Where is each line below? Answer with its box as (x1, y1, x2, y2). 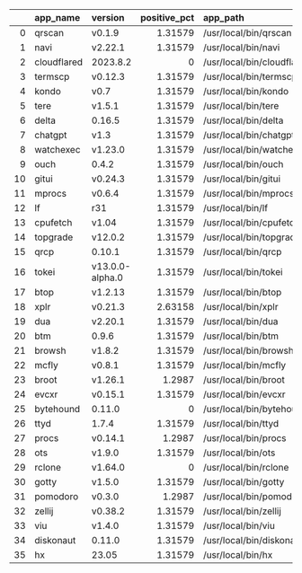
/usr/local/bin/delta (202, 114, 284, 127)
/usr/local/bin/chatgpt (202, 129, 295, 141)
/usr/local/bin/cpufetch (202, 216, 300, 228)
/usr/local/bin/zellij (202, 505, 281, 517)
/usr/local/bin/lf (202, 202, 268, 214)
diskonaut (34, 534, 76, 546)
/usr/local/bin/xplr (202, 301, 279, 313)
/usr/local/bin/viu (202, 520, 276, 532)
